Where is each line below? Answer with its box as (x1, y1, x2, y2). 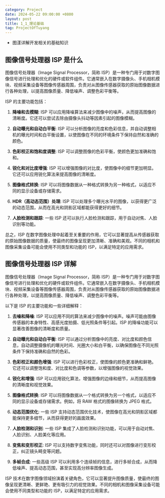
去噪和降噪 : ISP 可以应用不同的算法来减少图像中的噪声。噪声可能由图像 (12, 313, 156, 319)
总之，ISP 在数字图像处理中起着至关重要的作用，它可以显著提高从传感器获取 (5, 231, 160, 237)
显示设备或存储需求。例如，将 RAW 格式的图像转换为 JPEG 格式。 (21, 398, 155, 404)
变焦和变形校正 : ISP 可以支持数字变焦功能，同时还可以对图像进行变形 (12, 442, 152, 448)
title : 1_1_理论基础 (5, 21, 44, 26)
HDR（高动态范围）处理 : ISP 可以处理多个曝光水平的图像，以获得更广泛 (12, 198, 157, 204)
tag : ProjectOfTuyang (5, 26, 50, 31)
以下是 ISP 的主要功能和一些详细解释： (5, 303, 83, 309)
